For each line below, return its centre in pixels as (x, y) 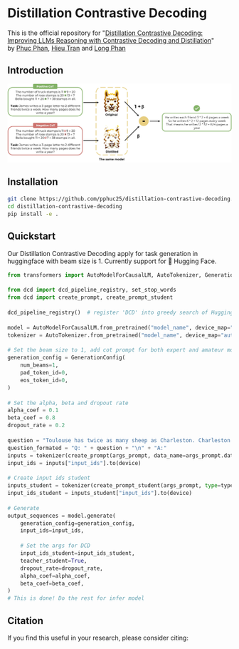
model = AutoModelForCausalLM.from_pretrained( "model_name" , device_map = (119, 327)
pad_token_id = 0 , (44, 373)
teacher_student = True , (54, 561)
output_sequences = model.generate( (62, 516)
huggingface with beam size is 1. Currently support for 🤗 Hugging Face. (112, 261)
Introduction (36, 70)
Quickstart (32, 236)
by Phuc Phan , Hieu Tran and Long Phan (67, 48)
